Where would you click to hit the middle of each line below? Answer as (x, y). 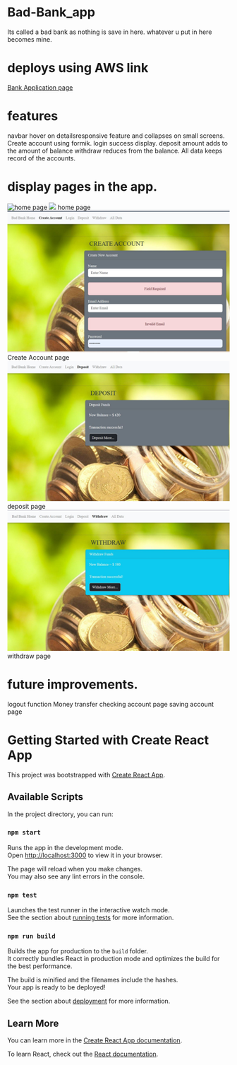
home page (74, 207)
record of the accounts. (42, 158)
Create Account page (38, 357)
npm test (22, 895)
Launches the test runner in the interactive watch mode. (89, 910)
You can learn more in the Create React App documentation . (95, 1040)
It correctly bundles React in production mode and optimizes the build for (114, 959)
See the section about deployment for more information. (89, 1001)
